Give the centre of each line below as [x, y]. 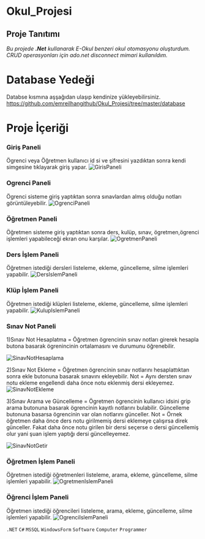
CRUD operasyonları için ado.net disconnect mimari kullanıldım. [87, 55]
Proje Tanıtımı [33, 34]
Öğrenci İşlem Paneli [38, 497]
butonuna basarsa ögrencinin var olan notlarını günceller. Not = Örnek [94, 414]
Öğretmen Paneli [32, 219]
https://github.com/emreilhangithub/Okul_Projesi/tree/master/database [96, 103]
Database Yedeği [50, 80]
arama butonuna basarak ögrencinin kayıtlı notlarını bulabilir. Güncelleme [98, 407]
